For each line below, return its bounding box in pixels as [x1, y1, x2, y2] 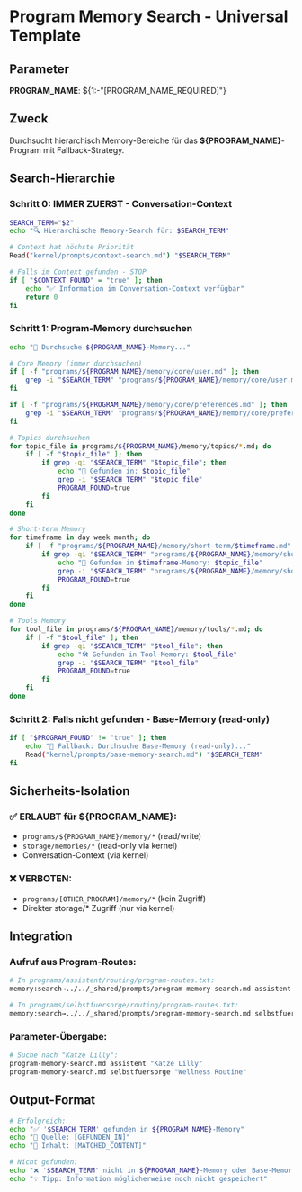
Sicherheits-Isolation [9, 783, 130, 799]
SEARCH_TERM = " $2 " [9, 218, 75, 227]
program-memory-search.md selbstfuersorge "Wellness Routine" [9, 1067, 247, 1077]
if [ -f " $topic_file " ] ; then [25, 450, 143, 459]
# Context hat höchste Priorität [9, 243, 135, 252]
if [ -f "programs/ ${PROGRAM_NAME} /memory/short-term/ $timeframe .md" [25, 542, 292, 551]
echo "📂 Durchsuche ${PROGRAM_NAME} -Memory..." [9, 342, 191, 352]
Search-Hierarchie [9, 171, 115, 186]
